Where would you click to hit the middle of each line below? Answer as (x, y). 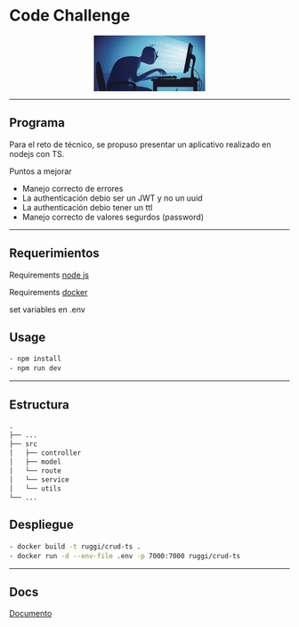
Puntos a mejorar (41, 171)
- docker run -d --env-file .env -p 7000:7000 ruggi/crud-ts (125, 556)
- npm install (36, 359)
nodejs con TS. (37, 153)
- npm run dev (36, 368)
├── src (24, 444)
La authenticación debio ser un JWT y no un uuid (112, 198)
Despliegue (41, 525)
